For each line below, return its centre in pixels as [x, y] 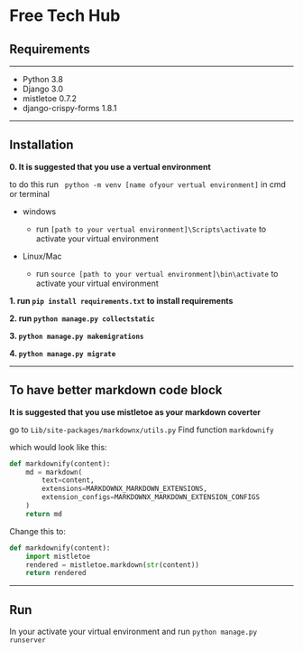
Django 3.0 [43, 89]
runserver [28, 640]
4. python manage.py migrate [63, 353]
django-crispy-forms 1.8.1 [69, 108]
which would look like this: [58, 447]
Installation [41, 145]
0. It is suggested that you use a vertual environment [110, 166]
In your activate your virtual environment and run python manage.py [133, 632]
